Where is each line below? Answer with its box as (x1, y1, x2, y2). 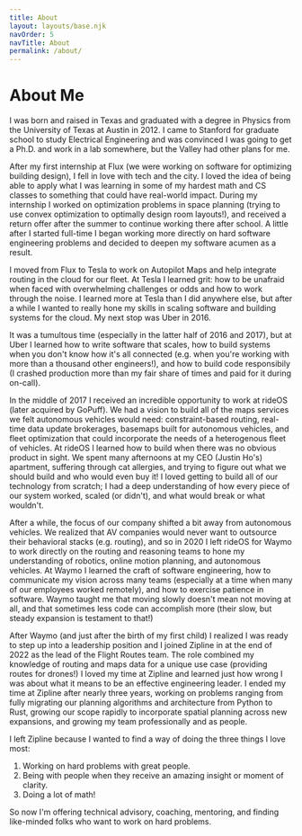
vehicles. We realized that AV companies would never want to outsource (9, 527, 277, 538)
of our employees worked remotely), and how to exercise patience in (9, 584, 264, 595)
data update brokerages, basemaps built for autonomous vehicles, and (27, 423, 289, 434)
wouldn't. (9, 500, 44, 511)
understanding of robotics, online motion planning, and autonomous (9, 556, 261, 566)
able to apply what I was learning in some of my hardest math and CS (9, 181, 267, 191)
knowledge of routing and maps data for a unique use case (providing (9, 659, 268, 670)
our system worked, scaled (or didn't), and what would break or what (9, 491, 265, 502)
